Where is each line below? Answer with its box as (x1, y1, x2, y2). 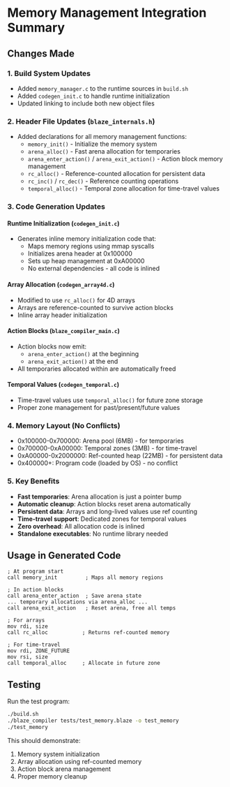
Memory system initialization (17, 749, 100, 758)
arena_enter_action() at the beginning (27, 349, 139, 358)
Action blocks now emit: (17, 342, 87, 351)
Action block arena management (17, 765, 112, 773)
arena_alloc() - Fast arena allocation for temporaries (27, 147, 181, 156)
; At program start (7, 568, 64, 575)
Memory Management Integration (7, 5, 207, 21)
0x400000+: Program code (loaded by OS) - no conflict (17, 459, 178, 467)
